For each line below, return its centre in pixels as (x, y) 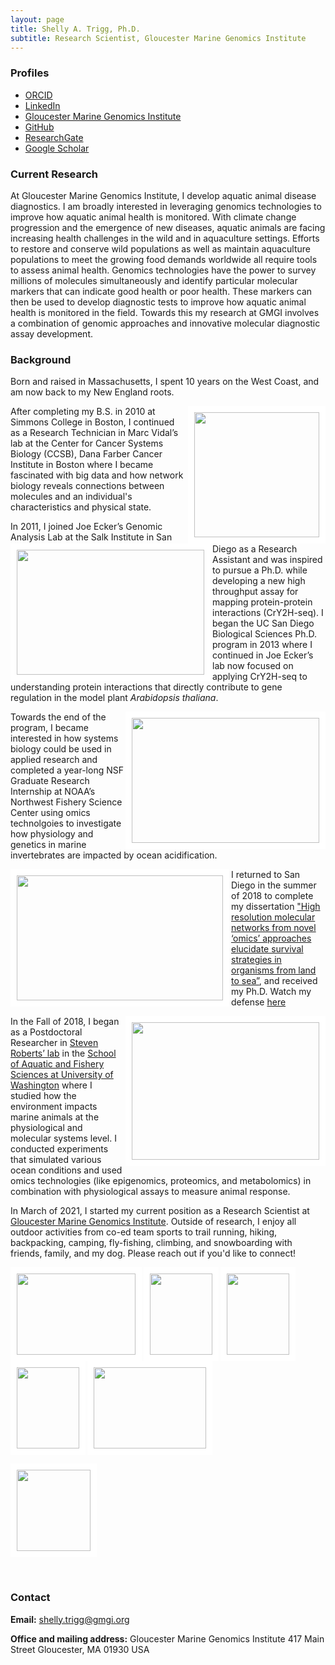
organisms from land (274, 970)
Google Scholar (57, 148)
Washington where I (51, 1085)
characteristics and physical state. (81, 507)
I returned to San (266, 875)
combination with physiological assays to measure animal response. (150, 1192)
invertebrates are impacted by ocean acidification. (114, 855)
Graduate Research (50, 781)
